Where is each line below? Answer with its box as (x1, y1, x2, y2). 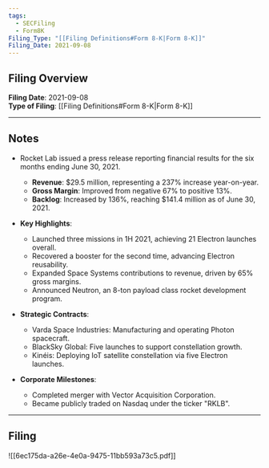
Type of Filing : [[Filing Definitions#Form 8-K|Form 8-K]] (8, 101, 194, 111)
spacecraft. (31, 333, 70, 343)
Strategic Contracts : (19, 309, 90, 319)
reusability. (31, 259, 69, 269)
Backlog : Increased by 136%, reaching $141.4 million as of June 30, (31, 194, 256, 204)
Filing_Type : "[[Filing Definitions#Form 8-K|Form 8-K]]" (8, 34, 206, 43)
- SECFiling (15, 19, 56, 27)
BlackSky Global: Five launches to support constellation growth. (31, 342, 243, 352)
